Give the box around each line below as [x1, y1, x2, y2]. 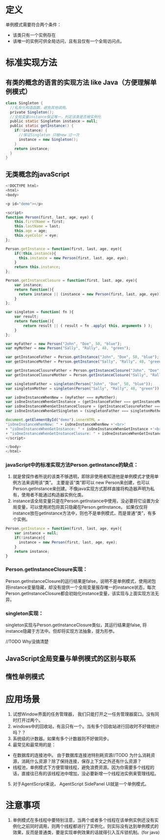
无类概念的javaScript [5, 170, 70, 178]
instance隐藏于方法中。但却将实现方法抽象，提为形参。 [5, 628, 117, 634]
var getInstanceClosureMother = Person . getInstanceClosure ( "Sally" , [5, 372, 148, 377]
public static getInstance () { [10, 124, 74, 128]
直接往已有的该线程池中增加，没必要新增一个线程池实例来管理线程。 [21, 770, 159, 776]
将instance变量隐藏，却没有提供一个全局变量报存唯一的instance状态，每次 [5, 584, 156, 590]
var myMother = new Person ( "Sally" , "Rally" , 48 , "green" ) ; [5, 346, 131, 351]
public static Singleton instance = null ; [10, 119, 98, 124]
